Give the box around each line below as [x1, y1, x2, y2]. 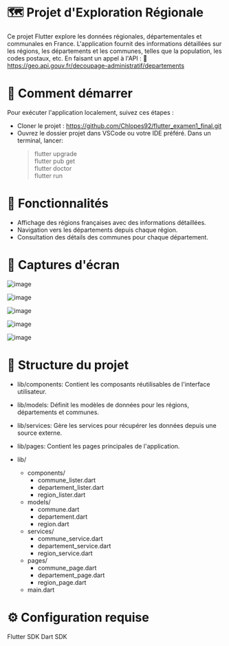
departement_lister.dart [37, 483, 105, 491]
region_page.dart [37, 578, 87, 586]
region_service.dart [37, 549, 93, 557]
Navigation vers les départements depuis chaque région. [17, 226, 178, 234]
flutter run [34, 171, 63, 180]
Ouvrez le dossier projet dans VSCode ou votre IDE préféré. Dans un [17, 129, 211, 137]
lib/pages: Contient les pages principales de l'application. [17, 442, 180, 450]
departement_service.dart [37, 541, 111, 550]
